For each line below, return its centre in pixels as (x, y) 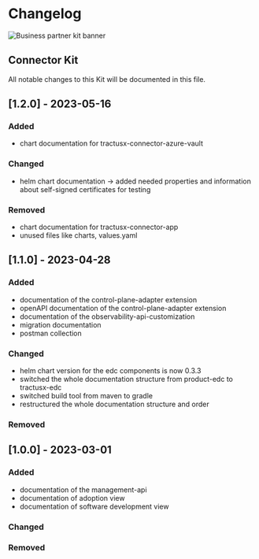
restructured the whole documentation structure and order (115, 404)
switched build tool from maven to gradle (86, 396)
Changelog (45, 14)
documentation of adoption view (72, 498)
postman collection (51, 333)
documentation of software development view (94, 506)
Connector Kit (43, 60)
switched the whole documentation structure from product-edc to (126, 379)
